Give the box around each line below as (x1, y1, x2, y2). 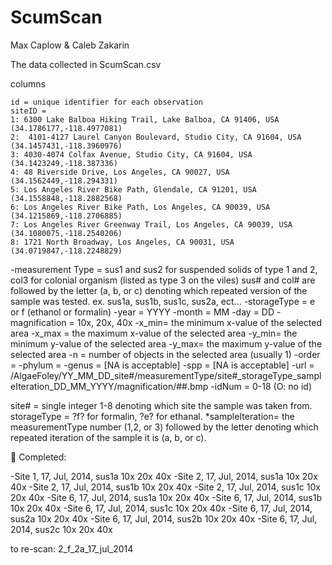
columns (10, 77, 46, 90)
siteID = (10, 106, 47, 116)
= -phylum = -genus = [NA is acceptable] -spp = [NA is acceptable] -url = (10, 359, 315, 371)
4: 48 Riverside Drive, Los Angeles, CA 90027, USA (10, 167, 230, 177)
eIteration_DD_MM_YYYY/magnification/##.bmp (10, 380, 209, 392)
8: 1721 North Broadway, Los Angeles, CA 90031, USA (10, 237, 235, 247)
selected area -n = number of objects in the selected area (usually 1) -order (10, 348, 321, 360)
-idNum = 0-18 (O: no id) (210, 380, 312, 392)
